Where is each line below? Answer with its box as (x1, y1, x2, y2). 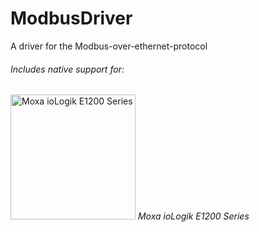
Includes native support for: (10, 63, 125, 75)
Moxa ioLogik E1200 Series (137, 210, 250, 222)
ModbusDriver (10, 7, 133, 30)
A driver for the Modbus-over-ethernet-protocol (10, 40, 208, 52)
